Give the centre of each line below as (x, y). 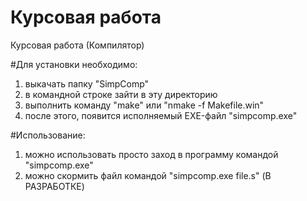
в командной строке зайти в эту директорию (121, 94)
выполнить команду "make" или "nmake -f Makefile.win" (144, 105)
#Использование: (48, 135)
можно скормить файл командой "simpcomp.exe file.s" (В (148, 175)
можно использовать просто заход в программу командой (151, 154)
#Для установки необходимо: (74, 64)
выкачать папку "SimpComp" (87, 83)
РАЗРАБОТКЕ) (54, 186)
